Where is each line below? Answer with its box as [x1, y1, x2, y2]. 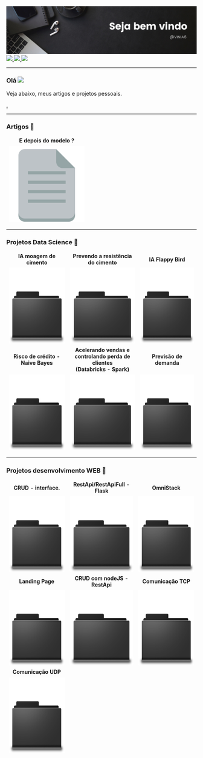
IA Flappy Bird [149, 256, 185, 263]
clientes [92, 359, 113, 366]
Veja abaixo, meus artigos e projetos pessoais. [6, 90, 123, 98]
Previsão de [152, 353, 182, 360]
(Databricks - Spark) [75, 365, 130, 373]
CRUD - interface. [13, 484, 60, 491]
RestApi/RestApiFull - [73, 481, 130, 488]
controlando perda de [74, 353, 130, 360]
